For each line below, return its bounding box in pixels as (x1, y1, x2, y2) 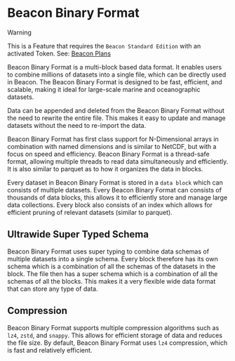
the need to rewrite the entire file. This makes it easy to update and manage (7, 114, 226, 122)
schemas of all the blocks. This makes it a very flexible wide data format (7, 277, 216, 285)
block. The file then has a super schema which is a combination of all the (7, 269, 218, 278)
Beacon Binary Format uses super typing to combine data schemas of (7, 247, 209, 256)
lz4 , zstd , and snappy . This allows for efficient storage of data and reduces (7, 331, 223, 339)
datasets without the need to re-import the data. (7, 121, 147, 129)
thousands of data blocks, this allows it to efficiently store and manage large (7, 193, 228, 202)
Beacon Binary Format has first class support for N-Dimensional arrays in (7, 135, 219, 143)
